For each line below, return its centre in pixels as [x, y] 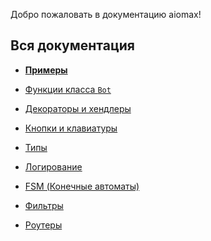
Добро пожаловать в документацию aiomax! [106, 14]
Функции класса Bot [68, 89]
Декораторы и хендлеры [78, 108]
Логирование [53, 166]
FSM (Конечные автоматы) [82, 186]
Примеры [46, 70]
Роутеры [43, 225]
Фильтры [44, 205]
